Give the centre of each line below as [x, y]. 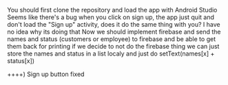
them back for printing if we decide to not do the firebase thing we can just [113, 46]
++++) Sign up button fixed [46, 74]
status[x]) [21, 61]
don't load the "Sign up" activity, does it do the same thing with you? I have [114, 24]
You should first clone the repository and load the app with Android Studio [112, 10]
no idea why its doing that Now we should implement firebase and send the [114, 32]
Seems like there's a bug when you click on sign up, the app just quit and [111, 17]
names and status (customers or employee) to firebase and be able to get [111, 39]
